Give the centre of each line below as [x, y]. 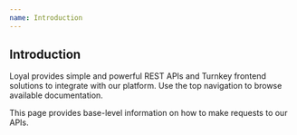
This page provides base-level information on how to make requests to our [148, 113]
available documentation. [57, 95]
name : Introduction [46, 18]
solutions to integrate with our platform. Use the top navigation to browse [146, 86]
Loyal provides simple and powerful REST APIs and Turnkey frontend [138, 76]
